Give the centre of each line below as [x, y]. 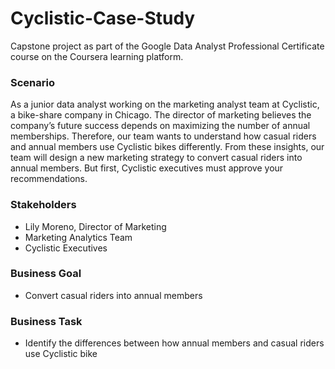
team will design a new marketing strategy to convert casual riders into [156, 158]
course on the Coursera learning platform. [97, 56]
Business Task [46, 321]
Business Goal [46, 274]
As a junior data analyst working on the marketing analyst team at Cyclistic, [165, 104]
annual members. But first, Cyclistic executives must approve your [147, 168]
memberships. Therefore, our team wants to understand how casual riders [163, 136]
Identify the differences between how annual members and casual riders [174, 343]
